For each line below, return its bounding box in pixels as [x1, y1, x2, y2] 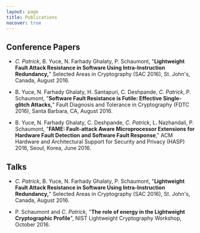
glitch [14, 101, 30, 108]
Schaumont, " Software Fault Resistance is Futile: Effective [14, 95, 162, 102]
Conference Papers [6, 42, 80, 52]
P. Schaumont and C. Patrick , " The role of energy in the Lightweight [14, 209, 186, 215]
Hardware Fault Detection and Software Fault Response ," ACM [14, 132, 173, 139]
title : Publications [6, 14, 58, 20]
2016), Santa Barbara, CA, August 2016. [14, 108, 113, 115]
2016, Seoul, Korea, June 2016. [14, 145, 92, 152]
